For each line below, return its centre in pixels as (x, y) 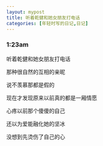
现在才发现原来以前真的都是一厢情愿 (52, 98)
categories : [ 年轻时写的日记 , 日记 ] (47, 23)
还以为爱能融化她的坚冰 (36, 123)
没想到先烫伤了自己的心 (36, 137)
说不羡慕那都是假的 (30, 85)
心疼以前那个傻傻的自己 (36, 111)
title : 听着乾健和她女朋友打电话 (43, 18)
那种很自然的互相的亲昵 (36, 71)
